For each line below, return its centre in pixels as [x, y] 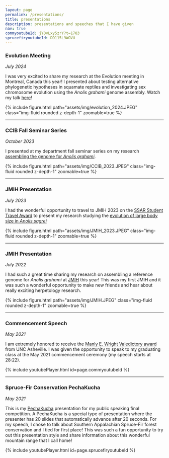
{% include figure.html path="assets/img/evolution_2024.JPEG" [71, 107]
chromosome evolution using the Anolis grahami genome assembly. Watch [83, 92]
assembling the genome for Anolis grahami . [51, 157]
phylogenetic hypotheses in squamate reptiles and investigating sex [75, 87]
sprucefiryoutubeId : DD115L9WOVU [40, 38]
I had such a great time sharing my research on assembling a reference [79, 274]
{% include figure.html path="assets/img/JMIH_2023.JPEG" [67, 231]
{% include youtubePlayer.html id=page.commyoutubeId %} [67, 370]
